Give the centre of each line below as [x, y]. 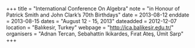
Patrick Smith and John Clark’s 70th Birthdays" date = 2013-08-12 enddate [98, 15]
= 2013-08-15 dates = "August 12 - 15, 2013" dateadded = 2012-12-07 [92, 21]
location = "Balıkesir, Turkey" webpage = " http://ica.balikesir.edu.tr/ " [90, 27]
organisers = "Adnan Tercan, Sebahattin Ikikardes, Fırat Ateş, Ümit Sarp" [95, 34]
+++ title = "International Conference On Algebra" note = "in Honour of [93, 9]
